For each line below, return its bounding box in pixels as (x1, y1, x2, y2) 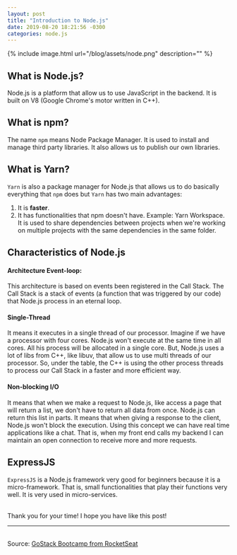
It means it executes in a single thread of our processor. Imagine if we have (7, 329, 226, 337)
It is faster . (17, 203, 50, 212)
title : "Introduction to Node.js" (7, 17, 109, 24)
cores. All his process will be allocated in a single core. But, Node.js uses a (7, 344, 224, 352)
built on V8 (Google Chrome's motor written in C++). (7, 96, 160, 105)
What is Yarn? (7, 163, 71, 175)
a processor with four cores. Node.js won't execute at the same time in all (7, 337, 221, 345)
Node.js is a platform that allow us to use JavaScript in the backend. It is (7, 89, 217, 98)
